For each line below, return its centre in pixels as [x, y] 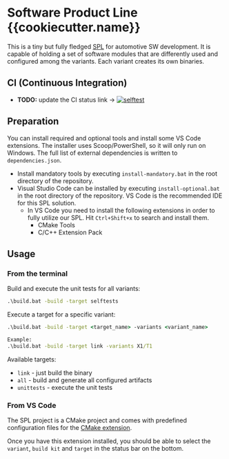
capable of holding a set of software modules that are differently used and [113, 54]
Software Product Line [72, 13]
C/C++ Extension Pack [70, 232]
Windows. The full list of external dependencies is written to [92, 153]
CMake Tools [57, 225]
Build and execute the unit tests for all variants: [74, 289]
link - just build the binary [54, 373]
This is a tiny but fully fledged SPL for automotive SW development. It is [109, 46]
